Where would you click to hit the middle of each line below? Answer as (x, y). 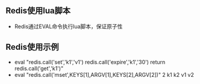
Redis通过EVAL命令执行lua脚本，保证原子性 (68, 26)
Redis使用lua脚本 (38, 11)
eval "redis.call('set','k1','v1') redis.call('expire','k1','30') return (90, 62)
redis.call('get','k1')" (39, 68)
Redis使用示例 (32, 47)
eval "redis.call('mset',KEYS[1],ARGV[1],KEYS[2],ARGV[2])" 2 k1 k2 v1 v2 (104, 74)
